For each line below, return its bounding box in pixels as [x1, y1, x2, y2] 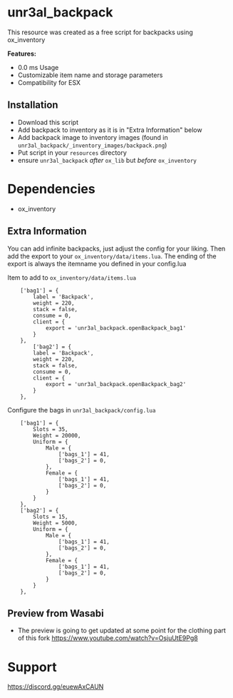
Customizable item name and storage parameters [17, 71, 163, 79]
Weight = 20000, [33, 432, 81, 439]
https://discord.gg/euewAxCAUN [7, 682, 104, 691]
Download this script [17, 118, 78, 126]
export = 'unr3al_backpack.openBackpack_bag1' [45, 324, 187, 332]
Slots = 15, [33, 513, 69, 520]
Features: [7, 49, 37, 58]
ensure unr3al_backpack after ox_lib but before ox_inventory [17, 156, 197, 164]
